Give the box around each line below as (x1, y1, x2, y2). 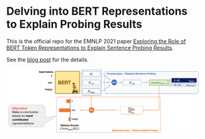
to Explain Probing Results (6, 17, 143, 31)
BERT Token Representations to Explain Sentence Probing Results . (6, 44, 174, 51)
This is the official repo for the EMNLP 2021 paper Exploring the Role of (6, 37, 187, 45)
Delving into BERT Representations (6, 4, 188, 18)
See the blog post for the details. (6, 56, 89, 63)
